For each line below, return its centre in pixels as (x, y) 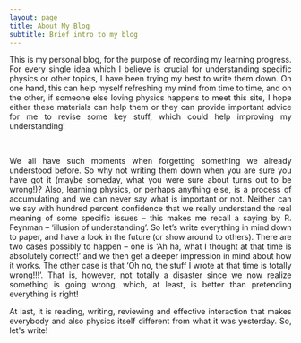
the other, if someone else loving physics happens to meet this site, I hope (150, 98)
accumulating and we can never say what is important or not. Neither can (150, 199)
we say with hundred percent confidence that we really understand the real (150, 209)
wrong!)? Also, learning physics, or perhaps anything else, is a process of (150, 190)
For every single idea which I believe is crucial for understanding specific (150, 69)
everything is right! (44, 294)
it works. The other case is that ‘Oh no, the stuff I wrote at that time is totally (150, 266)
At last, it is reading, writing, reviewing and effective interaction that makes (150, 312)
